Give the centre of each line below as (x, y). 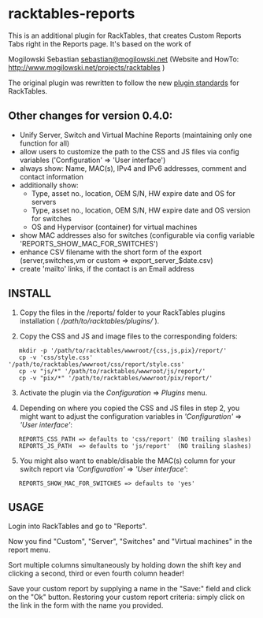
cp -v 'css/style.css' (56, 357)
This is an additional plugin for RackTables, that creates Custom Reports (125, 35)
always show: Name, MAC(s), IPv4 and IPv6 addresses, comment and (133, 168)
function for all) (44, 143)
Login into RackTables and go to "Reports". (78, 526)
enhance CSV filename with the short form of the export (111, 252)
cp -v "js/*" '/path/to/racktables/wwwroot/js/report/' (112, 371)
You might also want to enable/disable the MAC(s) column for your (128, 461)
